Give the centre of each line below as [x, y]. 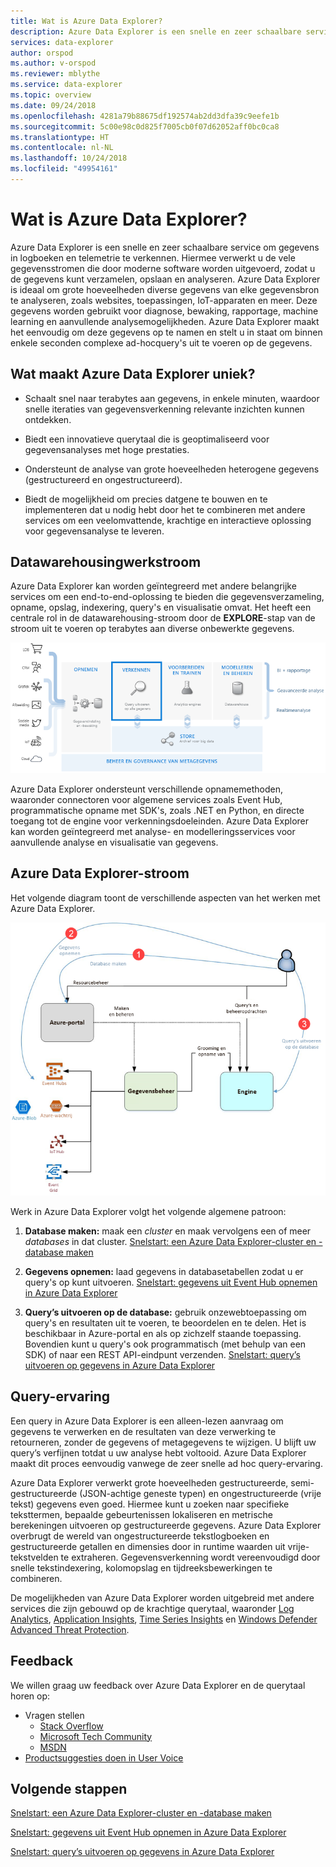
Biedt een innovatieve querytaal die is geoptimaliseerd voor [147, 439]
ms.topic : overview [51, 95]
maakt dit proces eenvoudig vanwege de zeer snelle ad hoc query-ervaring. [166, 1463]
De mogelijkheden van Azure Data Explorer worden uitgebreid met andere [162, 1597]
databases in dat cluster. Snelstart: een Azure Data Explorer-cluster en [170, 1241]
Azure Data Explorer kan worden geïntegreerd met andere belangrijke [153, 586]
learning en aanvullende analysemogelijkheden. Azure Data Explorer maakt [165, 321]
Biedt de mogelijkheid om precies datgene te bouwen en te [146, 499]
